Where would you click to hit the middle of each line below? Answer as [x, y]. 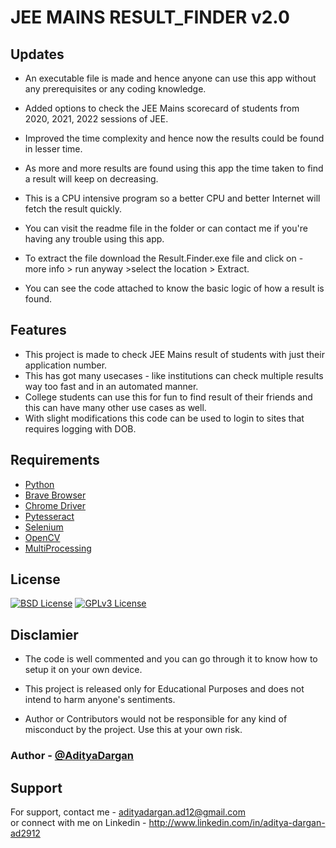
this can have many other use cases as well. [115, 407]
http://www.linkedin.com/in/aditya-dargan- [237, 822]
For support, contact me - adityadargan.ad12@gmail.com [128, 812]
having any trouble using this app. [94, 239]
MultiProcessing [58, 548]
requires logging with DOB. [80, 428]
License [35, 579]
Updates [37, 54]
